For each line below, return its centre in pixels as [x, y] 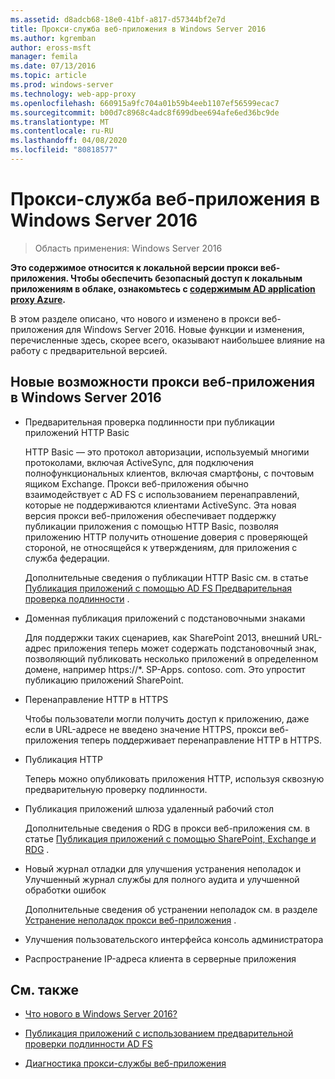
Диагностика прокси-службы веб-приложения [125, 1063]
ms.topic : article [48, 76]
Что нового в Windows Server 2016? [101, 1014]
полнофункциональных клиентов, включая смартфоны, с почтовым [169, 473]
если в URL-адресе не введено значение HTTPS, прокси [146, 729]
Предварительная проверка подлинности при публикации [149, 422]
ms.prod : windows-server [62, 85]
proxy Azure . [38, 299]
